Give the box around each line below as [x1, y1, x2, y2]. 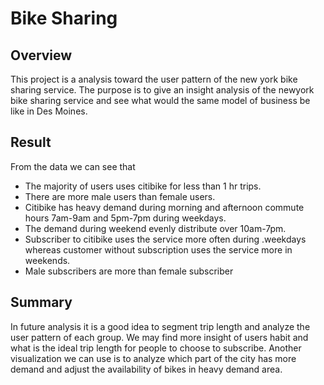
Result [10, 134, 52, 151]
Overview [10, 47, 73, 64]
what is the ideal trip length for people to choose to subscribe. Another [10, 342, 302, 354]
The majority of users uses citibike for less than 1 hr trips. [24, 180, 262, 192]
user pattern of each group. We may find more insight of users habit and [10, 331, 309, 343]
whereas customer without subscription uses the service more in [24, 243, 293, 256]
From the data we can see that [10, 160, 136, 172]
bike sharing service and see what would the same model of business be [10, 95, 311, 106]
